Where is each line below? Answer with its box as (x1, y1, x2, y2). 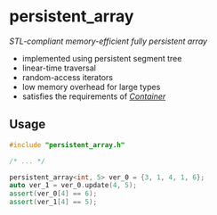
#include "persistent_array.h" (9, 140, 125, 149)
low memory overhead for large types (21, 81, 161, 92)
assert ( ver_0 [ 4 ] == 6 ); (9, 189, 98, 198)
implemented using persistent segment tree (21, 53, 182, 63)
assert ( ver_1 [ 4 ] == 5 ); (9, 198, 98, 207)
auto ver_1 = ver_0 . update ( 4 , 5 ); (9, 181, 138, 190)
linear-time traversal (21, 62, 96, 73)
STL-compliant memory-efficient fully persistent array (9, 36, 207, 46)
